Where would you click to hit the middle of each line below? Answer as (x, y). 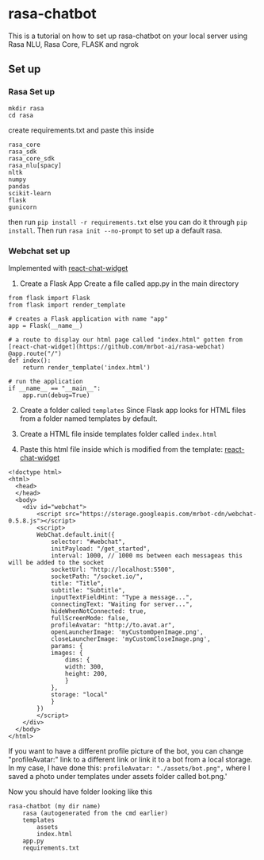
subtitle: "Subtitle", (88, 590)
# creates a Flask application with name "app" (88, 318)
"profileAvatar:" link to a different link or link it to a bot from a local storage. (130, 759)
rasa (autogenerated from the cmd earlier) (96, 813)
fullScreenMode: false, (90, 618)
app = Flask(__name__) (46, 326)
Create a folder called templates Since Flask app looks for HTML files (133, 410)
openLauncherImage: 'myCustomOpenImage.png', (127, 632)
